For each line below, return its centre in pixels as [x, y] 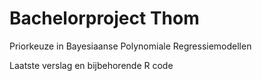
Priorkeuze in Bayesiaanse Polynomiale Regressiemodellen [130, 46]
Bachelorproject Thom [104, 18]
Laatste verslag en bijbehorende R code [91, 65]
